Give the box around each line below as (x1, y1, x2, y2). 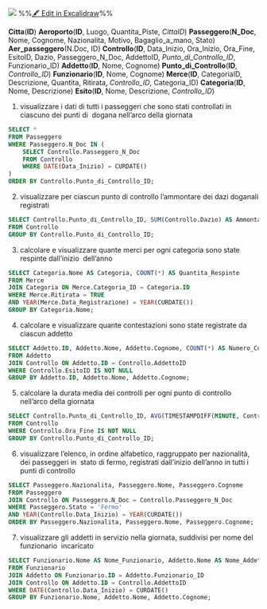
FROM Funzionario (8, 564, 66, 572)
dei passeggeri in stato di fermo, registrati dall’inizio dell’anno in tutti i (19, 457, 249, 466)
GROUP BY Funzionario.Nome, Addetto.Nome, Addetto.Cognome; (8, 594, 212, 602)
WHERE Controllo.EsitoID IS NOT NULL (8, 367, 133, 375)
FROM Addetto (8, 352, 52, 360)
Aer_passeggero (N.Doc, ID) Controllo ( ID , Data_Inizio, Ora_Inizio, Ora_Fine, (8, 44, 256, 53)
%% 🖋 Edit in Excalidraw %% (17, 9, 114, 18)
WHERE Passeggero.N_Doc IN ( (8, 140, 105, 148)
